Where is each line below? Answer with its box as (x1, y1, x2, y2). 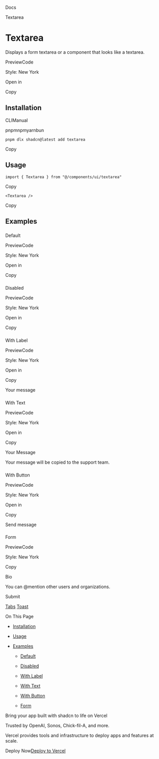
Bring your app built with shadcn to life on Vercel (5, 712, 108, 719)
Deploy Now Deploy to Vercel (5, 748, 66, 754)
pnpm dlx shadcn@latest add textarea (5, 137, 86, 142)
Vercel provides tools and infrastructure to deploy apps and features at (5, 732, 154, 739)
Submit (5, 594, 20, 600)
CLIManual (5, 117, 28, 123)
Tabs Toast (5, 603, 29, 610)
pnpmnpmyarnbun (5, 127, 44, 133)
